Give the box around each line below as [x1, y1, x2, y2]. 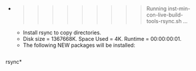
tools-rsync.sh [146, 18, 182, 24]
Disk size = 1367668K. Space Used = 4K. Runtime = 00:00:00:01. [22, 35, 182, 42]
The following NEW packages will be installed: [22, 41, 135, 49]
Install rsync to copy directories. [22, 29, 102, 36]
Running [146, 5, 167, 12]
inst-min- [167, 5, 191, 12]
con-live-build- [146, 11, 184, 18]
